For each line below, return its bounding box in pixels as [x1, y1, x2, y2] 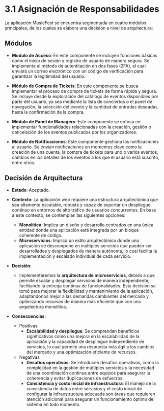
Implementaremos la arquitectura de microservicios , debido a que [19, 272, 155, 278]
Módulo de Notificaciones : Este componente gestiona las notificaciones [11, 138, 159, 144]
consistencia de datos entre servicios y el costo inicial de [26, 385, 142, 391]
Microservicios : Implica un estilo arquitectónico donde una [19, 238, 139, 243]
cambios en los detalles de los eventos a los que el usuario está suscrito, [11, 154, 160, 160]
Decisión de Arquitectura [4, 174, 83, 182]
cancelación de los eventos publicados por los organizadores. [11, 129, 137, 135]
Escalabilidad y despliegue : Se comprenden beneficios [26, 328, 139, 334]
